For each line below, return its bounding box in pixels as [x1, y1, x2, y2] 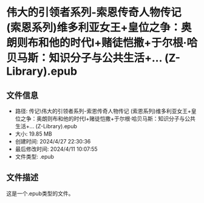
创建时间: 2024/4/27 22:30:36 [15, 138, 91, 145]
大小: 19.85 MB [15, 130, 53, 137]
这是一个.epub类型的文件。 [6, 190, 74, 197]
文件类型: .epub [15, 153, 55, 160]
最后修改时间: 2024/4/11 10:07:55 [15, 145, 98, 153]
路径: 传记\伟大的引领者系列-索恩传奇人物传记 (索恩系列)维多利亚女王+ [15, 108, 191, 114]
